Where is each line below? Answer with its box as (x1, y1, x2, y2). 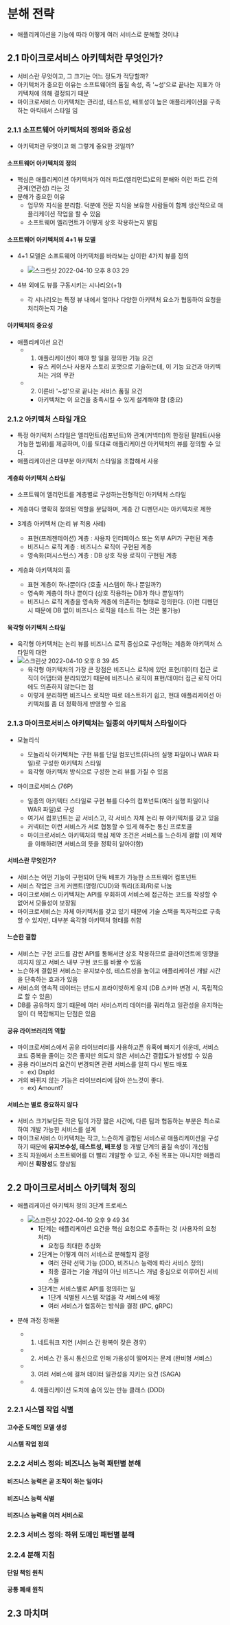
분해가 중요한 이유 (16, 193, 65, 201)
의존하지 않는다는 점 (40, 682, 94, 691)
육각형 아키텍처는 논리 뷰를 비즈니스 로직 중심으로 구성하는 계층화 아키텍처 (16, 640, 216, 648)
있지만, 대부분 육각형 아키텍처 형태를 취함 (32, 916, 142, 924)
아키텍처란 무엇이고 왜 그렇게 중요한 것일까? (16, 142, 135, 150)
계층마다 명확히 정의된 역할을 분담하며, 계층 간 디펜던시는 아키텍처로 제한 (16, 505, 211, 514)
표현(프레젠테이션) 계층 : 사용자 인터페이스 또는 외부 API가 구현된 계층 (27, 534, 214, 542)
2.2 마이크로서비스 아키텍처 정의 (7, 1182, 136, 1193)
